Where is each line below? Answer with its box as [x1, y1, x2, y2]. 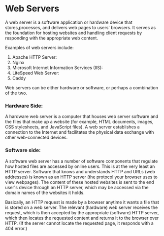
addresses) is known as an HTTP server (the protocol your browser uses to [5, 174, 158, 180]
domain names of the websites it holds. [5, 190, 85, 196]
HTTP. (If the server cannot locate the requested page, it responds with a [5, 220, 154, 226]
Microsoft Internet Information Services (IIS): [12, 65, 103, 71]
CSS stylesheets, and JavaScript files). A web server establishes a [5, 124, 140, 130]
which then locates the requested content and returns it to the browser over [5, 215, 159, 221]
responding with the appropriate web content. [5, 35, 98, 41]
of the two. [5, 90, 27, 96]
